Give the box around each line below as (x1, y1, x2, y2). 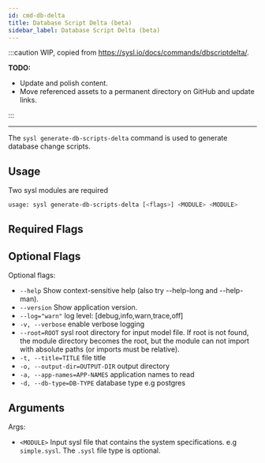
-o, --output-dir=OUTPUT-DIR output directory (19, 361, 170, 371)
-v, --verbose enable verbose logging (19, 319, 145, 329)
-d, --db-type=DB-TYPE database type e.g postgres (19, 378, 186, 388)
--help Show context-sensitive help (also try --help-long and (19, 286, 218, 295)
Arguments (8, 401, 65, 415)
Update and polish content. (19, 78, 108, 88)
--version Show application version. (19, 303, 138, 312)
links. (19, 96, 37, 105)
